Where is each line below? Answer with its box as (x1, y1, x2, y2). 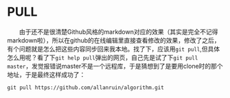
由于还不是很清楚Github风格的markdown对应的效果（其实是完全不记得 (19, 27, 218, 36)
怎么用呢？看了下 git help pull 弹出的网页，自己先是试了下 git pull (7, 53, 198, 62)
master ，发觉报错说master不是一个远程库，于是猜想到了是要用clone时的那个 (7, 62, 223, 70)
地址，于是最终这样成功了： (7, 70, 86, 79)
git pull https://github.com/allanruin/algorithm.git (7, 84, 165, 91)
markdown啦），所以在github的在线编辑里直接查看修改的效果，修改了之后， (7, 36, 221, 45)
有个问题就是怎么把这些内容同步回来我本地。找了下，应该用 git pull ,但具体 (7, 45, 220, 53)
